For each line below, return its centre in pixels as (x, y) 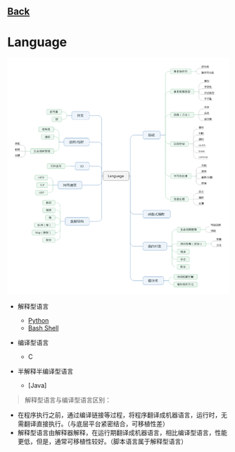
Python (38, 321)
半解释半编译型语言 (45, 371)
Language (37, 42)
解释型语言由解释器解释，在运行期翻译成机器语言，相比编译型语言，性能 (122, 433)
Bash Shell (43, 328)
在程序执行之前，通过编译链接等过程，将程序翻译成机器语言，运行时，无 (122, 415)
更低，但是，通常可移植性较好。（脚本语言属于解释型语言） (102, 441)
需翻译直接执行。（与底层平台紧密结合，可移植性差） (93, 424)
